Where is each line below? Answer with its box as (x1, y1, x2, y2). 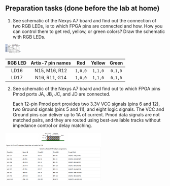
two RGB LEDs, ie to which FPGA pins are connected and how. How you (12, 23, 163, 29)
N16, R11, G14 (35, 74, 67, 80)
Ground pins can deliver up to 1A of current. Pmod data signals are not (12, 112, 160, 118)
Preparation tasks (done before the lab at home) (5, 4, 160, 13)
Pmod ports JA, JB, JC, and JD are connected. (12, 91, 111, 97)
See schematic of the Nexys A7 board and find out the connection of (12, 17, 157, 23)
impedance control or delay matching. (12, 122, 92, 129)
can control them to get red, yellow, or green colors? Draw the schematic (12, 28, 165, 35)
